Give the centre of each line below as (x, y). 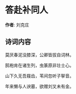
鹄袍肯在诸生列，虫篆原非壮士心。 (39, 65)
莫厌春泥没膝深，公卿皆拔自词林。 (39, 54)
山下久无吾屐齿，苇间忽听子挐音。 (39, 76)
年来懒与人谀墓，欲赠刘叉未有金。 (39, 86)
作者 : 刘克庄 (17, 25)
